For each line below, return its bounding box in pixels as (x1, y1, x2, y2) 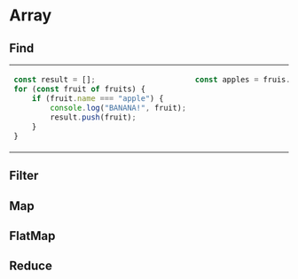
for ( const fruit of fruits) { (13, 83, 146, 94)
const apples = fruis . (194, 74, 291, 84)
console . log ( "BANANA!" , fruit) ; (50, 103, 187, 112)
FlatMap (9, 229, 56, 244)
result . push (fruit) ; (50, 112, 137, 122)
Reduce (9, 259, 53, 274)
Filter (9, 168, 39, 183)
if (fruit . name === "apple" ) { (31, 93, 164, 103)
